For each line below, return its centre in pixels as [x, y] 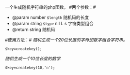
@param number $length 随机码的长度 [50, 17]
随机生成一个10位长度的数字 [33, 59]
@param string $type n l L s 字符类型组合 [53, 23]
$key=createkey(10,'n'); [30, 68]
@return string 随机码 [33, 30]
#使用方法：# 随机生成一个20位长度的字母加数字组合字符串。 [66, 40]
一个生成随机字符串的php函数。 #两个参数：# [50, 7]
